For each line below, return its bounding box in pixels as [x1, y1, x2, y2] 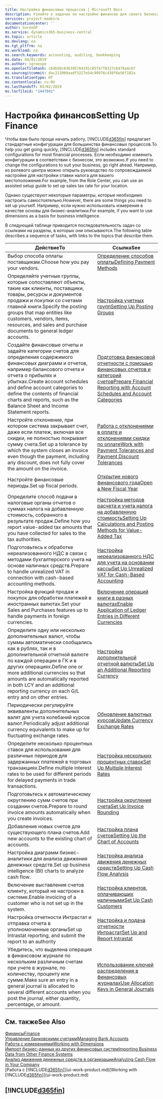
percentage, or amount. [7, 1001, 61, 1008]
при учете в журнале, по [7, 964, 65, 971]
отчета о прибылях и [7, 372, 57, 379]
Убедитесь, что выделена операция [7, 946, 92, 953]
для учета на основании [97, 559, 154, 566]
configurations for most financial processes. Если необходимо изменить [5, 152, 152, 157]
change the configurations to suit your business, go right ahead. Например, [5, 162, 157, 168]
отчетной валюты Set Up [97, 660, 154, 667]
